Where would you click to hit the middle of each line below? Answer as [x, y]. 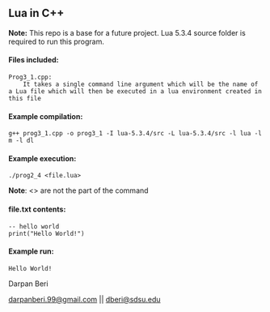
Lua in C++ [36, 13]
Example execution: [42, 158]
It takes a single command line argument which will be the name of [141, 84]
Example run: [31, 251]
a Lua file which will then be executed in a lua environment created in [135, 92]
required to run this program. [57, 41]
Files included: [34, 60]
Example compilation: [46, 116]
